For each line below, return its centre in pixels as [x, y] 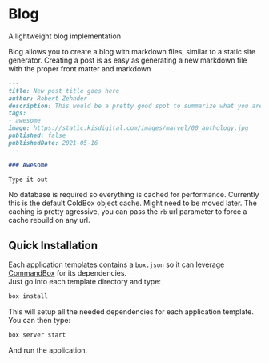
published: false [37, 136]
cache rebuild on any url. [49, 220]
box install [28, 296]
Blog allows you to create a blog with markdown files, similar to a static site [132, 51]
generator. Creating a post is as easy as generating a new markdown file [128, 60]
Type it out [28, 179]
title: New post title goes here [64, 91]
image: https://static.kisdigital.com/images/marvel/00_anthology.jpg [128, 128]
